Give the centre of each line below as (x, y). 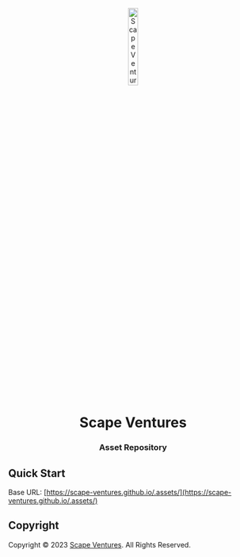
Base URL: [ (27, 492)
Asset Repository (133, 448)
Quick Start (37, 473)
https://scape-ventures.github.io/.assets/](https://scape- (139, 492)
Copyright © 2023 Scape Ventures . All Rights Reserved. (100, 544)
